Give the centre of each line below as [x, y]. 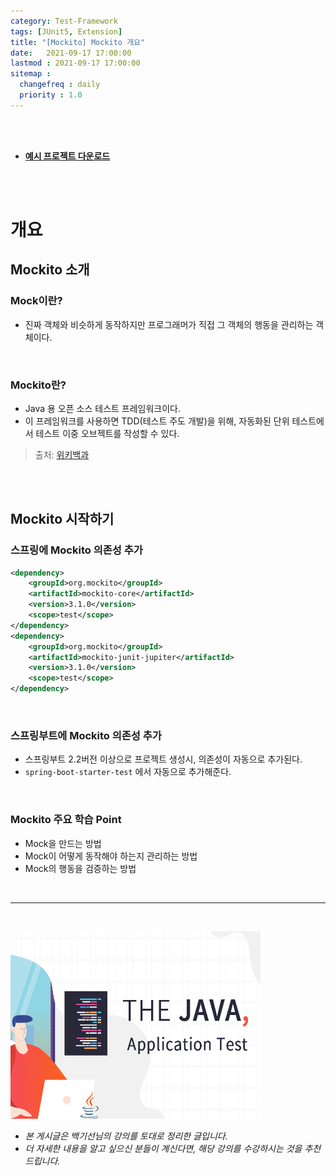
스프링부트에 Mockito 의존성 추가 [86, 736]
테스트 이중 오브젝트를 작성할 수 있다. [107, 433]
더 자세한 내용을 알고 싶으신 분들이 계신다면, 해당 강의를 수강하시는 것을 [163, 1148]
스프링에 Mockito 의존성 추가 [76, 550]
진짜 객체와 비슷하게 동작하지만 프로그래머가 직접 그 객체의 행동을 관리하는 [169, 324]
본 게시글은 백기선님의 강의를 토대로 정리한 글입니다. [126, 1136]
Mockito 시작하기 [62, 519]
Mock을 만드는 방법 [63, 843]
